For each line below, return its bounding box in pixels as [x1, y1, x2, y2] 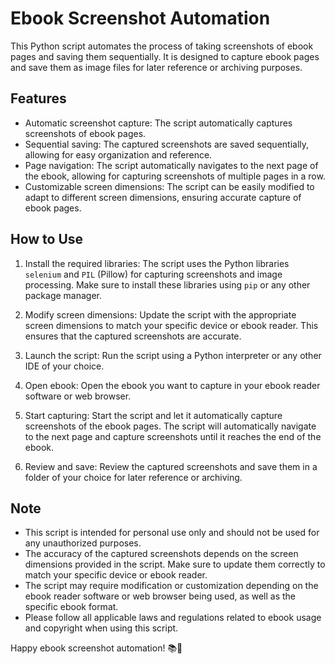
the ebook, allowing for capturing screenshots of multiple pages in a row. [24, 170, 326, 182]
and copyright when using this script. [24, 622, 179, 634]
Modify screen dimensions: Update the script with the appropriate [24, 308, 297, 321]
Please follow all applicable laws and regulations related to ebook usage [24, 612, 322, 624]
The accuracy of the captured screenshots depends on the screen [24, 548, 299, 560]
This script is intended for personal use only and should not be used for [24, 527, 320, 539]
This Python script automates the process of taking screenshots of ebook [10, 40, 314, 52]
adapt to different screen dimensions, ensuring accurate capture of [24, 191, 302, 203]
